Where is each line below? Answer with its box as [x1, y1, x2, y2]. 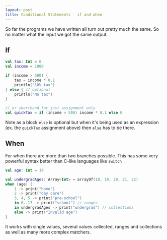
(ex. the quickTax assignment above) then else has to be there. [5, 125, 135, 131]
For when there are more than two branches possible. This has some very [5, 152, 158, 159]
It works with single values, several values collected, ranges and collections [5, 223, 162, 229]
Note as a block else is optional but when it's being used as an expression [5, 119, 159, 126]
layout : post [5, 7, 33, 13]
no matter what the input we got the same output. [5, 31, 108, 37]
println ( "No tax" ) [14, 92, 53, 97]
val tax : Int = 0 [5, 59, 42, 65]
